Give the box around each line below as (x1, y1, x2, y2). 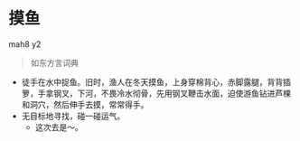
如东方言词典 (30, 57, 79, 68)
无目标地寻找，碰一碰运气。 (21, 110, 126, 121)
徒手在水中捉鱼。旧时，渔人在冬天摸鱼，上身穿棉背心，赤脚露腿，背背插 (21, 76, 291, 87)
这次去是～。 (34, 121, 83, 132)
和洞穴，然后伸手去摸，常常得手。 (21, 99, 149, 109)
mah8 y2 (8, 38, 42, 50)
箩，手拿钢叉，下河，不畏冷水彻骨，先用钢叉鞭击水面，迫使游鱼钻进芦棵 (21, 88, 291, 99)
